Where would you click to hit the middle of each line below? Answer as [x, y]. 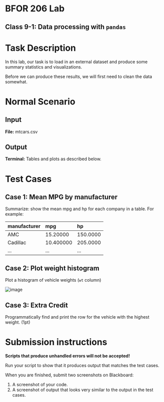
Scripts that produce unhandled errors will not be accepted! [68, 356]
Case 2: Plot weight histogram [52, 268]
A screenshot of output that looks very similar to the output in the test [83, 390]
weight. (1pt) [18, 322]
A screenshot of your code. [40, 384]
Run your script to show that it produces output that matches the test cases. [82, 365]
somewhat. [16, 81]
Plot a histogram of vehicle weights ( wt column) [53, 280]
